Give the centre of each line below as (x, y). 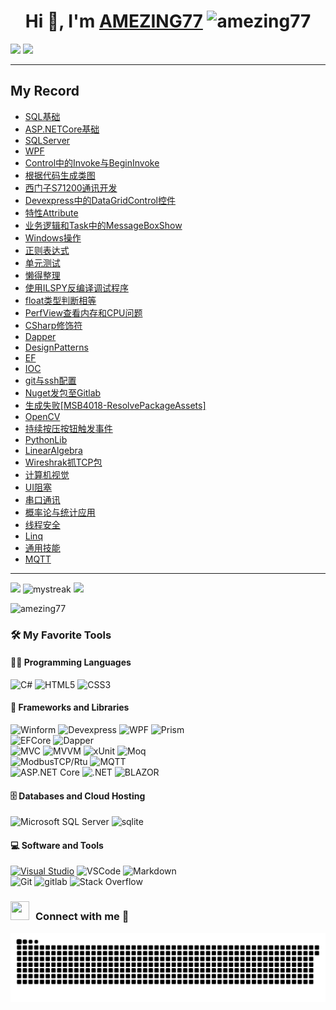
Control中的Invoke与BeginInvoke (92, 162)
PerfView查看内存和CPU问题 (83, 312)
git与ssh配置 (50, 380)
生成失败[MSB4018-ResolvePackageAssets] (115, 405)
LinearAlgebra (53, 450)
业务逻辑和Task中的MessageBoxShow (103, 225)
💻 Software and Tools (57, 845)
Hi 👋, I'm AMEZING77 (113, 21)
